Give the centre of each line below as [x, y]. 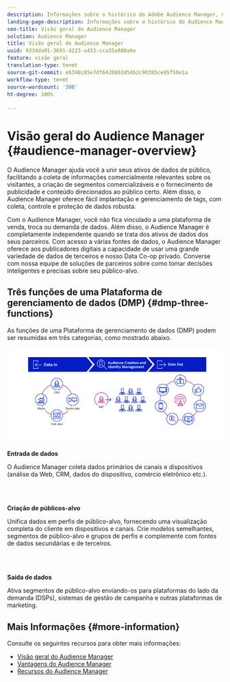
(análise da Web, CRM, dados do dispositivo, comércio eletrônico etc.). [107, 475]
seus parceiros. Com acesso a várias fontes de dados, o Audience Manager [114, 242]
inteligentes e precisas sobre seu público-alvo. [73, 271]
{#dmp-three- [178, 303]
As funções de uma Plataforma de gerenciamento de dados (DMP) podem [112, 330]
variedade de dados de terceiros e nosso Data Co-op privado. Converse [109, 256]
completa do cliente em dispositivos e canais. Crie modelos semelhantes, [111, 529]
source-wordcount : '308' [42, 87]
